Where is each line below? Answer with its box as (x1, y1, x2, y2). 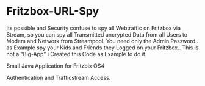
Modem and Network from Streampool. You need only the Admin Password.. (6, 37, 199, 45)
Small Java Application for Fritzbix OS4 (6, 62, 105, 70)
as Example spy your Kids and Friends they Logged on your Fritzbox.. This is (6, 44, 199, 51)
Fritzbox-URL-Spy (6, 4, 99, 18)
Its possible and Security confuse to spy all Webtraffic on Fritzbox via (6, 24, 181, 32)
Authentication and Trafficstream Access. (6, 74, 111, 81)
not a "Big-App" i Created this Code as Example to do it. (6, 50, 147, 57)
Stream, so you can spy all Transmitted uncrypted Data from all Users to (6, 30, 188, 38)
